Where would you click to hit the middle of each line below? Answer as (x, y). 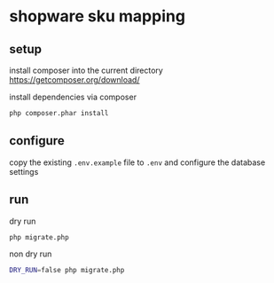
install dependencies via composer (73, 97)
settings (24, 171)
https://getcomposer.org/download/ (74, 80)
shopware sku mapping (98, 16)
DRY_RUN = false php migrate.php (67, 271)
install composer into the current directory (86, 70)
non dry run (31, 254)
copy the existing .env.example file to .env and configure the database (137, 162)
